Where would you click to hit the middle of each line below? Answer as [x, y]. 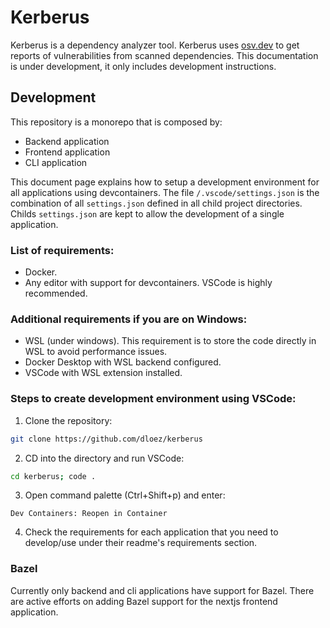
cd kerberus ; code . [53, 476]
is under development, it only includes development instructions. [143, 66]
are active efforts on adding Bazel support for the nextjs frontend [144, 601]
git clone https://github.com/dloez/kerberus [106, 439]
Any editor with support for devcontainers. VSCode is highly [148, 283]
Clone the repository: [68, 420]
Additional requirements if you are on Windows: [129, 319]
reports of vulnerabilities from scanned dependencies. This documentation [164, 55]
